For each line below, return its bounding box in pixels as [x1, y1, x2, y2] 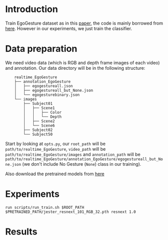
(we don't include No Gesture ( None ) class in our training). [22, 161, 142, 167]
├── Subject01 [23, 101, 53, 106]
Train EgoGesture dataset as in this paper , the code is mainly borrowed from [5, 20, 163, 26]
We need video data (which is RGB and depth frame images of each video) [5, 59, 160, 66]
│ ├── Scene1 [23, 105, 55, 110]
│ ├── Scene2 [23, 118, 55, 124]
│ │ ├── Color [23, 109, 62, 115]
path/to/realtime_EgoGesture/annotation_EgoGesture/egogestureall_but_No [5, 157, 163, 162]
